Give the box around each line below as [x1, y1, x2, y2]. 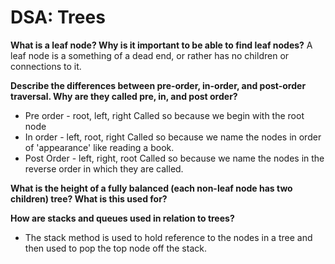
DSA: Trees [10, 6, 106, 29]
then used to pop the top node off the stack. [24, 242, 207, 254]
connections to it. [10, 60, 82, 72]
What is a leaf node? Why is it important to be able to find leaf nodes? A [10, 39, 313, 51]
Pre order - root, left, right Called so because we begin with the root [24, 109, 305, 121]
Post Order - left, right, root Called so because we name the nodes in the [24, 152, 325, 164]
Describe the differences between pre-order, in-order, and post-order [10, 79, 307, 91]
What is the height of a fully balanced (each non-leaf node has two [10, 182, 293, 194]
